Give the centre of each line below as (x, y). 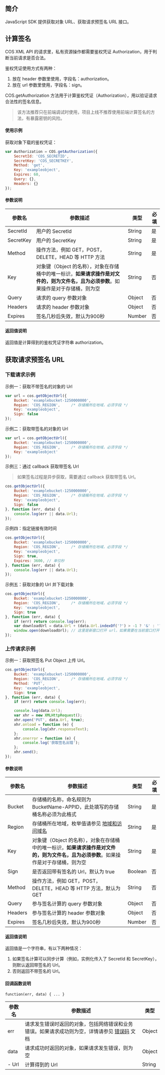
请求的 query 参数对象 (61, 297)
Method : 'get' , (29, 165)
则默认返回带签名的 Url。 (37, 965)
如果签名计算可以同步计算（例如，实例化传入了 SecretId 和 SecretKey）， (86, 959)
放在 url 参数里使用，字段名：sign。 (48, 85)
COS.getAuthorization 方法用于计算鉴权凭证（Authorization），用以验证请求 (81, 95)
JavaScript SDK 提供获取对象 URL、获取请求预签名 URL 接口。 (68, 22)
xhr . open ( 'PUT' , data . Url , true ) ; (49, 720)
